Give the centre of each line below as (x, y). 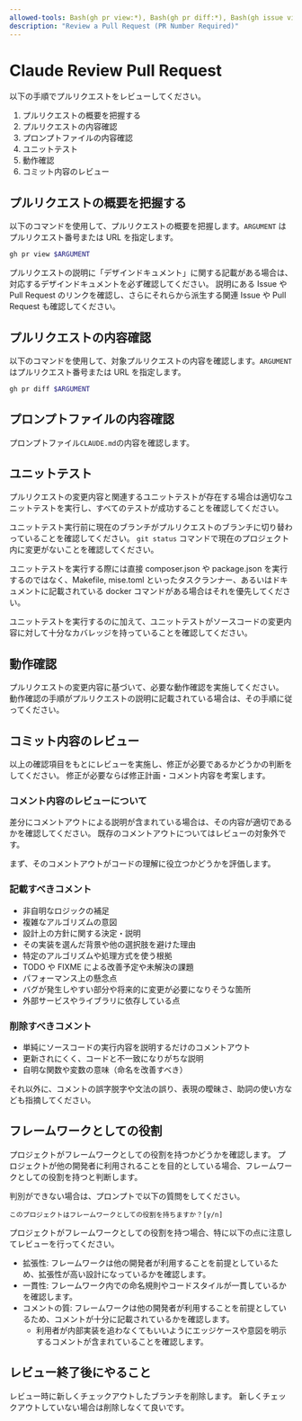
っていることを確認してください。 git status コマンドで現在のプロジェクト (149, 538)
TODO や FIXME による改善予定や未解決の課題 (108, 966)
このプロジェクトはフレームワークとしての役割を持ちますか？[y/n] (116, 1214)
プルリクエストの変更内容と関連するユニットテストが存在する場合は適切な (147, 497)
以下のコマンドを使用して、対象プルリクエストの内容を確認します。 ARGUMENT (151, 360)
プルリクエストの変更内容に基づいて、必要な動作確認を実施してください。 (147, 688)
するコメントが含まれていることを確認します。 (122, 1341)
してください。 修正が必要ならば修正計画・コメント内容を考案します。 (140, 776)
